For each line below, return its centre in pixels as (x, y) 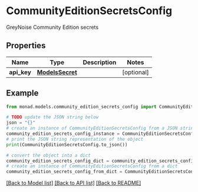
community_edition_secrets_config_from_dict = (64, 172)
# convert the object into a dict (49, 155)
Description (100, 62)
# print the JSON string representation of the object (75, 139)
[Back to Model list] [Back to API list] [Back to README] (74, 183)
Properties (26, 46)
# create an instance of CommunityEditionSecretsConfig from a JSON (92, 128)
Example (22, 93)
